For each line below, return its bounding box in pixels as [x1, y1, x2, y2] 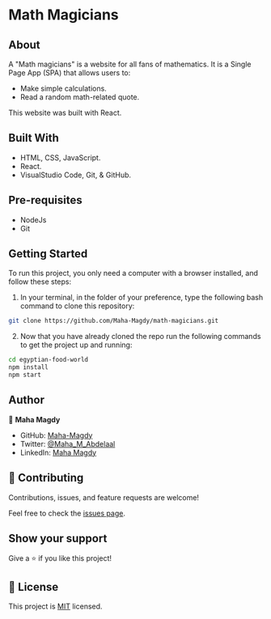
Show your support [8, 532, 108, 545]
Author [8, 393, 44, 407]
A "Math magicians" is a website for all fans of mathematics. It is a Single [8, 59, 252, 69]
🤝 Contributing [8, 471, 84, 485]
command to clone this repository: [19, 301, 135, 311]
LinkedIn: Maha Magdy [19, 447, 97, 457]
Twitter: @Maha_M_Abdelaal [19, 439, 116, 448]
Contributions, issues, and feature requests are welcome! [8, 492, 200, 502]
